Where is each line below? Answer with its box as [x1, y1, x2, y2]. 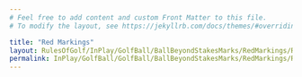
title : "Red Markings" [9, 38, 94, 47]
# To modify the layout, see [9, 21, 119, 30]
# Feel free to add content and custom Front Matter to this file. [9, 13, 268, 22]
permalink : [9, 55, 50, 64]
